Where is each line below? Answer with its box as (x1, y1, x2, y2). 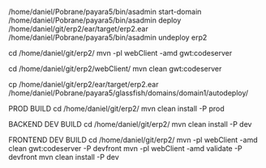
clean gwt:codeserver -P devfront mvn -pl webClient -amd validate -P (8, 144, 243, 153)
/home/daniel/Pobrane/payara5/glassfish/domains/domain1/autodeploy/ (8, 88, 249, 98)
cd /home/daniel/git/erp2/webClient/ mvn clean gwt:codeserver (8, 64, 222, 73)
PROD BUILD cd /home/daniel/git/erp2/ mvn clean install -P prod (8, 104, 225, 113)
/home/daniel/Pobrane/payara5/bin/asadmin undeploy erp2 (8, 32, 208, 42)
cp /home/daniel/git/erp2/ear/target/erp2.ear (8, 80, 159, 89)
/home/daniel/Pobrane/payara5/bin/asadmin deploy (8, 15, 182, 25)
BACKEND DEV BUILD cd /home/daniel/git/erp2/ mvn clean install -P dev (8, 120, 252, 128)
